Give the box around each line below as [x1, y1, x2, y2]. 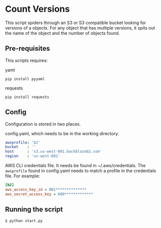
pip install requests [5, 94, 50, 99]
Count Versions [5, 3, 70, 15]
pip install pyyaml [5, 76, 45, 82]
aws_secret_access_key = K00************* [5, 192, 93, 197]
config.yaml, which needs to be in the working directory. [5, 130, 119, 136]
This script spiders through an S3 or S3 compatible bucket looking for [5, 20, 146, 26]
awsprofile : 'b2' [5, 140, 41, 145]
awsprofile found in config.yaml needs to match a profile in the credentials [5, 168, 156, 174]
